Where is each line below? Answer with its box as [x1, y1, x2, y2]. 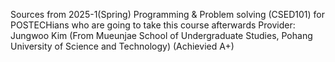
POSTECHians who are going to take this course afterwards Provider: [10, 19, 296, 31]
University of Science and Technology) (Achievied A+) [10, 40, 235, 52]
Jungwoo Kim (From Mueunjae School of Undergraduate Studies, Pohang [10, 30, 313, 41]
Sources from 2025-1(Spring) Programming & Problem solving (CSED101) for [10, 9, 325, 20]
